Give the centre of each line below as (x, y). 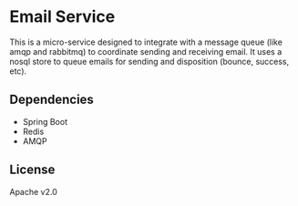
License (32, 170)
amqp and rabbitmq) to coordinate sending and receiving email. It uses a (146, 51)
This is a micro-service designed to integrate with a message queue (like (146, 42)
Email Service (62, 17)
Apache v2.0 (33, 191)
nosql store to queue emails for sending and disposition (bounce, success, (149, 61)
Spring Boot (45, 121)
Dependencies (51, 100)
